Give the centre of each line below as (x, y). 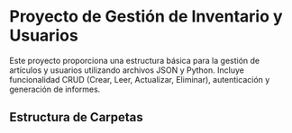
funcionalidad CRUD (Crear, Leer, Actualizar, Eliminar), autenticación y (140, 79)
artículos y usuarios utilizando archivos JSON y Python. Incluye (127, 70)
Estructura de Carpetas (77, 117)
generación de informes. (55, 89)
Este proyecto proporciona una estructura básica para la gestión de (134, 60)
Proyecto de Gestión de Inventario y (146, 17)
